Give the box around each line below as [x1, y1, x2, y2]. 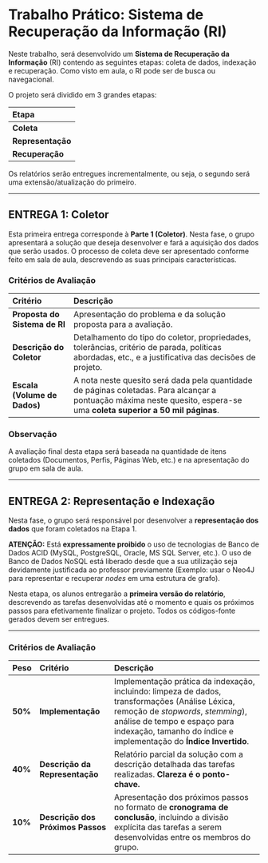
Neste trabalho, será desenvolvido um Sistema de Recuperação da [8, 49, 230, 58]
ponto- [202, 769, 231, 780]
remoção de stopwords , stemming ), [114, 706, 247, 717]
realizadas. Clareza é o [114, 769, 201, 780]
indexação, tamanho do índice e [114, 726, 234, 737]
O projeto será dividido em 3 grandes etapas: [8, 89, 157, 99]
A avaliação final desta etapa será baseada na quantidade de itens [8, 447, 227, 456]
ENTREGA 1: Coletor [8, 208, 109, 221]
